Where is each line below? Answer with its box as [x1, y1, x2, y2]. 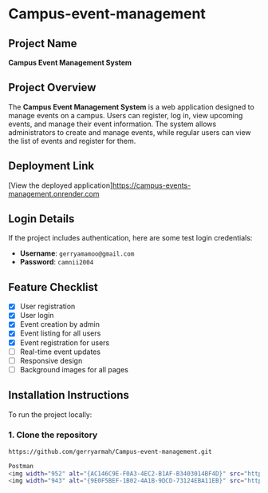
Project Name [8, 37, 77, 50]
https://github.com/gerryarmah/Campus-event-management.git [8, 447, 213, 455]
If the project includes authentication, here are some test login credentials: [8, 233, 253, 243]
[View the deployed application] [8, 181, 113, 190]
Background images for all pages [19, 364, 129, 374]
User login [19, 311, 54, 320]
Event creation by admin [19, 320, 100, 329]
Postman [8, 462, 34, 470]
